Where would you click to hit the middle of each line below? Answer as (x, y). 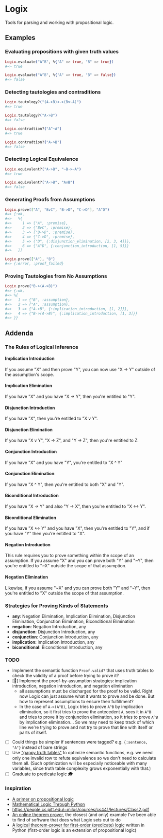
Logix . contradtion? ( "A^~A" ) (33, 129)
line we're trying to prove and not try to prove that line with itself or (86, 727)
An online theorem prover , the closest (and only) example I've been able (84, 815)
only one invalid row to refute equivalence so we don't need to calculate (84, 758)
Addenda (19, 333)
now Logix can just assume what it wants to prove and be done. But (87, 696)
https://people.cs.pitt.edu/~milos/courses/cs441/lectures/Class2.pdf (81, 809)
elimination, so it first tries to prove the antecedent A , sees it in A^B (85, 712)
